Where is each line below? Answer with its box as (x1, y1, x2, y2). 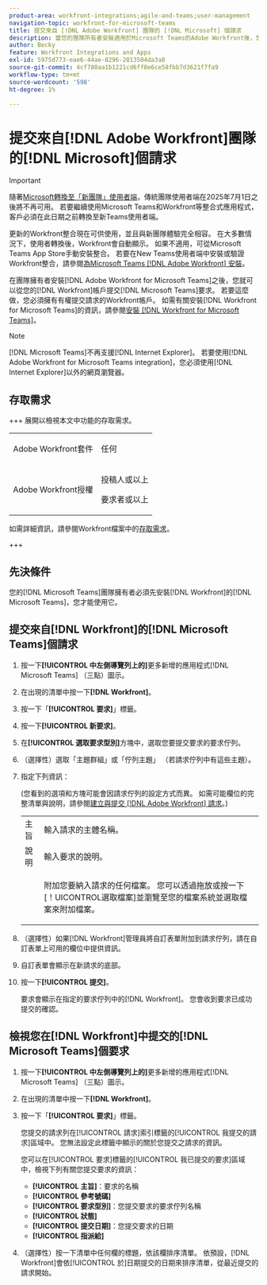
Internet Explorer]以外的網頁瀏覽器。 (9, 367, 129, 377)
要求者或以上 (101, 494, 149, 505)
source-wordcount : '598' (9, 78, 91, 86)
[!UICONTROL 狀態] (32, 1211, 97, 1221)
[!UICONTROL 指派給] (32, 1231, 105, 1240)
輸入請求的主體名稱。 (44, 824, 124, 835)
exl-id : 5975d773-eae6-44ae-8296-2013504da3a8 (9, 56, 166, 64)
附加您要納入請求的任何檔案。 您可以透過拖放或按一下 (44, 880, 245, 891)
